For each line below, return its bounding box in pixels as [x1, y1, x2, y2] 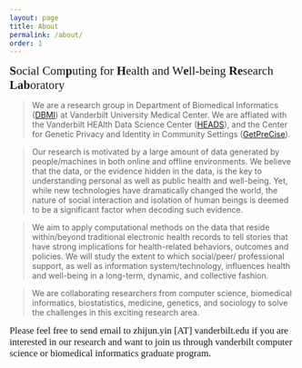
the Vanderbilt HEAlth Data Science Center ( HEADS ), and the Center [31, 119, 288, 130]
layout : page [9, 13, 59, 23]
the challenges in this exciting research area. [31, 307, 200, 318]
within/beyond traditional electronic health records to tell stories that [31, 232, 288, 243]
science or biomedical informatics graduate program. [9, 347, 212, 360]
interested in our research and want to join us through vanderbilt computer [9, 336, 293, 348]
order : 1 [9, 38, 43, 48]
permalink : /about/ [9, 30, 84, 39]
